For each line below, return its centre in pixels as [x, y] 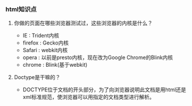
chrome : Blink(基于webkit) [55, 65]
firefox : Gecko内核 [46, 43]
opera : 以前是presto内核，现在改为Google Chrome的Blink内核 [98, 57]
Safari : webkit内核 [45, 50]
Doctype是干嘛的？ [37, 77]
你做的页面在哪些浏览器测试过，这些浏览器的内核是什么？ [83, 23]
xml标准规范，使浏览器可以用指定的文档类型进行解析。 [88, 97]
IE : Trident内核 [41, 36]
